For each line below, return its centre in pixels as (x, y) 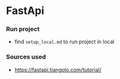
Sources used (26, 57)
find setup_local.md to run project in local (64, 42)
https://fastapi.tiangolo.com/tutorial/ (58, 70)
